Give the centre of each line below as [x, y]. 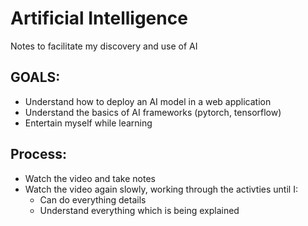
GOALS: [35, 77]
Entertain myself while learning [88, 123]
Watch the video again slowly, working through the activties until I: [161, 189]
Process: [38, 154]
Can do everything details [93, 199]
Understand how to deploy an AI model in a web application [148, 101]
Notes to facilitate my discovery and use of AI [104, 46]
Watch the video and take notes [90, 178]
